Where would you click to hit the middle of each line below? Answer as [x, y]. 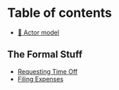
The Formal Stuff [45, 54]
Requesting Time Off [48, 71]
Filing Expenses [40, 79]
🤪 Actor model [38, 32]
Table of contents [60, 13]
